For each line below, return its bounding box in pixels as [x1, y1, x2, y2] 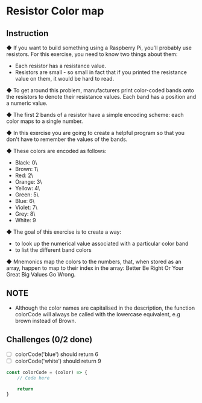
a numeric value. [6, 99, 48, 107]
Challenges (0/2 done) [6, 334, 93, 345]
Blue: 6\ [14, 198, 35, 204]
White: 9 [14, 217, 36, 223]
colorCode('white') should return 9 [14, 357, 101, 364]
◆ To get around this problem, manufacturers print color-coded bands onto [6, 87, 195, 94]
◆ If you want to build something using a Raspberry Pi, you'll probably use [6, 44, 192, 51]
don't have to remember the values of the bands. [6, 136, 128, 143]
